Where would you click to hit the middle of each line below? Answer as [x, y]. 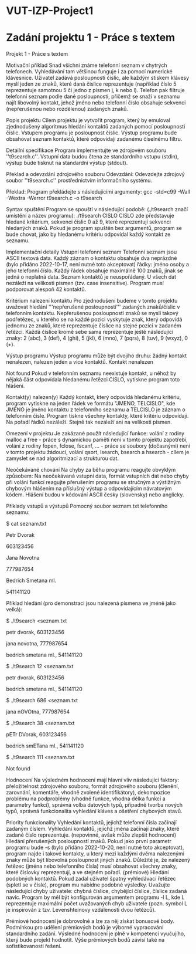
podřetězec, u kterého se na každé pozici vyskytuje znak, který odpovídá [94, 319]
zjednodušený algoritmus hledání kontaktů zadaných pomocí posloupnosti [96, 127]
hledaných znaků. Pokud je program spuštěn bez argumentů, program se [94, 228]
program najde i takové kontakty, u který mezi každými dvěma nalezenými [95, 854]
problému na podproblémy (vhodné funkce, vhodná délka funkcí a [86, 799]
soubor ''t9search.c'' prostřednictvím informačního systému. [79, 181]
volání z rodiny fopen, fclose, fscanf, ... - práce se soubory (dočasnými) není [98, 446]
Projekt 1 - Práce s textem [37, 54]
